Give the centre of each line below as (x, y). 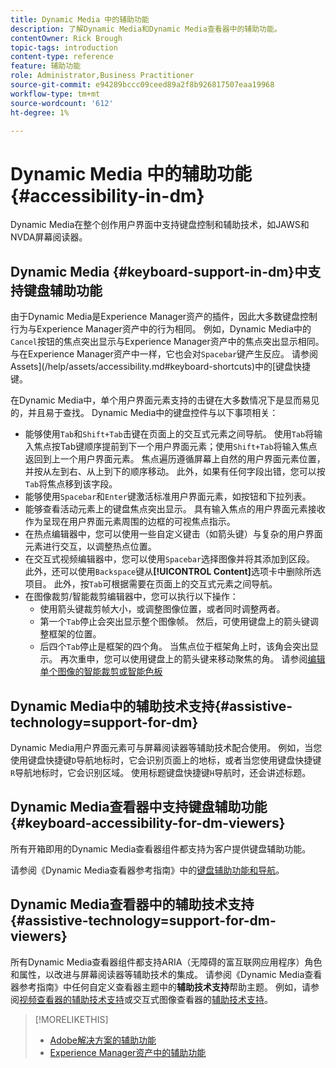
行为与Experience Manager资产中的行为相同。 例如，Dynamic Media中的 (161, 329)
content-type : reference (62, 57)
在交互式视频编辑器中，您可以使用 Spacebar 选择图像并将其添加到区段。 (170, 559)
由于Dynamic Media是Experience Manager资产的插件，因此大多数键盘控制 (164, 317)
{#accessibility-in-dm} (107, 195)
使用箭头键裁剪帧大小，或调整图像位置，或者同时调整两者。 (162, 609)
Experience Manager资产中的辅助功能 (128, 1052)
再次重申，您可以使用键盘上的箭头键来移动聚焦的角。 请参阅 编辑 (192, 659)
